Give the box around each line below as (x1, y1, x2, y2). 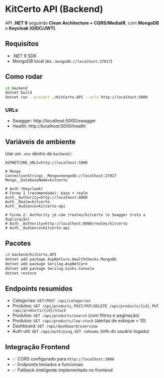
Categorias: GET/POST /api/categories (12, 298, 91, 303)
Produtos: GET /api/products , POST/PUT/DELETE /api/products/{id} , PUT (12, 303, 159, 309)
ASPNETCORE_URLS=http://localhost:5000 (5, 160, 88, 165)
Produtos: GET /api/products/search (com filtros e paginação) (12, 312, 140, 318)
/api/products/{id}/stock (12, 308, 66, 313)
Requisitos (5, 40, 39, 48)
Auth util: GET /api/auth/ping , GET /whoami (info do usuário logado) (12, 328, 150, 334)
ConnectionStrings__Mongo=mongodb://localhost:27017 (5, 173, 117, 178)
